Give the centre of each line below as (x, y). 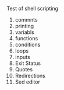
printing (24, 26)
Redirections (30, 76)
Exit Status (28, 63)
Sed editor (27, 82)
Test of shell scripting (33, 8)
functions (26, 38)
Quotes (24, 69)
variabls (24, 32)
